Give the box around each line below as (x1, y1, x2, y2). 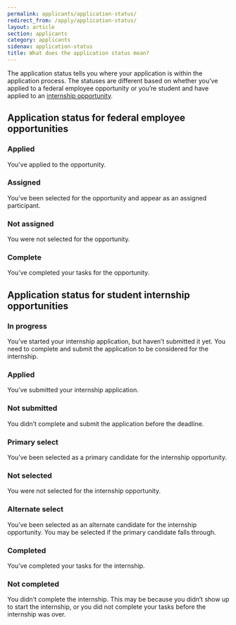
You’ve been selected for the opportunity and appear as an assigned (7, 193, 206, 202)
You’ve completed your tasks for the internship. (7, 562, 146, 570)
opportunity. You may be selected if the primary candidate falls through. (7, 528, 216, 536)
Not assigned (7, 219, 54, 229)
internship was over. (7, 610, 66, 619)
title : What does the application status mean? (7, 50, 150, 57)
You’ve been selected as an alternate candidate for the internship (7, 520, 197, 529)
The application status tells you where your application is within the (7, 68, 203, 78)
